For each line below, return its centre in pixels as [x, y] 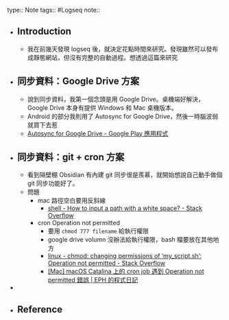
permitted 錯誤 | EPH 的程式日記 [93, 280]
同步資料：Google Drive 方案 [78, 81]
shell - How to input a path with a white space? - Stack [125, 208]
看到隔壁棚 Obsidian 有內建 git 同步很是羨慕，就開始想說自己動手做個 [125, 175]
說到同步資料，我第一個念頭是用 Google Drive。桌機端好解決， [116, 99]
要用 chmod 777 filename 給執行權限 [98, 231]
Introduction [44, 31]
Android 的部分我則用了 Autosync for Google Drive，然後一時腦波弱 [122, 116]
